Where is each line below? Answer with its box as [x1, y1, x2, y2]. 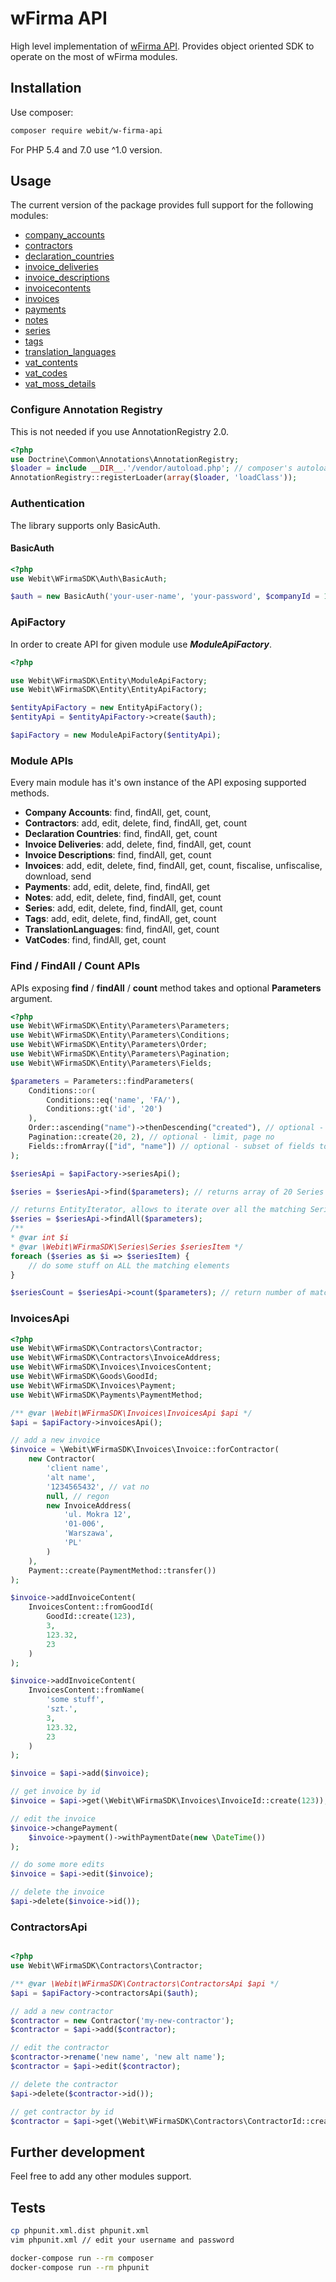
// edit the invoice [10, 1813, 97, 1824]
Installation [10, 80, 82, 97]
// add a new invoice [10, 1435, 101, 1446]
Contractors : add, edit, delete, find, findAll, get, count [24, 817, 248, 829]
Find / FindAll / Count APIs [10, 959, 141, 973]
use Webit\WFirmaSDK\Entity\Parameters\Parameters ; [10, 1021, 230, 1031]
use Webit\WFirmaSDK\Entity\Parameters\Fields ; [10, 1058, 213, 1068]
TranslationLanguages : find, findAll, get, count [24, 923, 220, 936]
